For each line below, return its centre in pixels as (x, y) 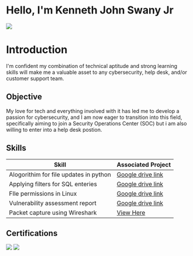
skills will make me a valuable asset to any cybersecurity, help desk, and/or (96, 72)
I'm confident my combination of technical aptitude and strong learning (92, 66)
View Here (131, 213)
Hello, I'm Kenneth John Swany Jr (90, 10)
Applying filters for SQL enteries (53, 184)
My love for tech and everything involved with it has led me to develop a (93, 111)
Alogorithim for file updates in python (60, 175)
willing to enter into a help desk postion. (54, 129)
